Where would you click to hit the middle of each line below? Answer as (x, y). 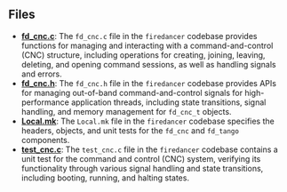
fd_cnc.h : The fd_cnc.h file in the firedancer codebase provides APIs (149, 83)
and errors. (42, 74)
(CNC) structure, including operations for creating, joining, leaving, (143, 55)
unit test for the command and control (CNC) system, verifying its (141, 158)
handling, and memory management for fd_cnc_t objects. (126, 111)
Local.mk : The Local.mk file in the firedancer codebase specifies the (147, 121)
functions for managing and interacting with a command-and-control (147, 45)
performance (45, 102)
